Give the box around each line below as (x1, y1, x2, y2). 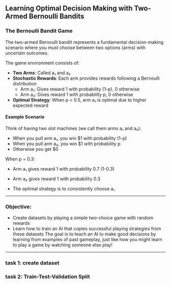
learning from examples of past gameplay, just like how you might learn (12, 236, 163, 243)
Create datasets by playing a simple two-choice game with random (12, 215, 154, 221)
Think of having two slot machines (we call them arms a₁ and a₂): (5, 125, 141, 131)
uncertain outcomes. (5, 50, 49, 56)
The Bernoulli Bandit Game (5, 28, 73, 35)
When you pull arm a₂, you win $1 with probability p (12, 140, 121, 147)
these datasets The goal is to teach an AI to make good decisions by (12, 231, 156, 237)
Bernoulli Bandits (28, 12, 84, 21)
